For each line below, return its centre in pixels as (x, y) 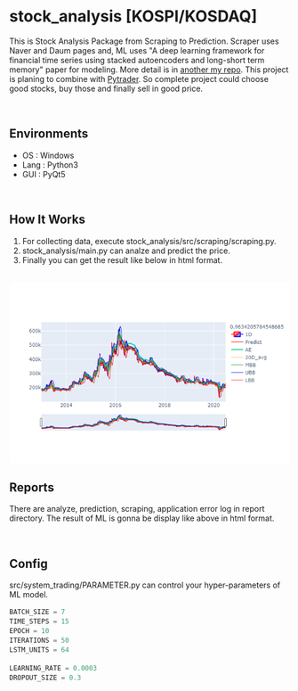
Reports (32, 487)
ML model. (29, 595)
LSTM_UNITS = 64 (39, 650)
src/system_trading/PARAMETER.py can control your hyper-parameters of (145, 585)
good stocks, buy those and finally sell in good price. (106, 88)
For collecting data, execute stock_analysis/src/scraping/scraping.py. (149, 241)
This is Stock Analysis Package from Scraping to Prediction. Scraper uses (144, 41)
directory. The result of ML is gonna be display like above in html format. (142, 518)
